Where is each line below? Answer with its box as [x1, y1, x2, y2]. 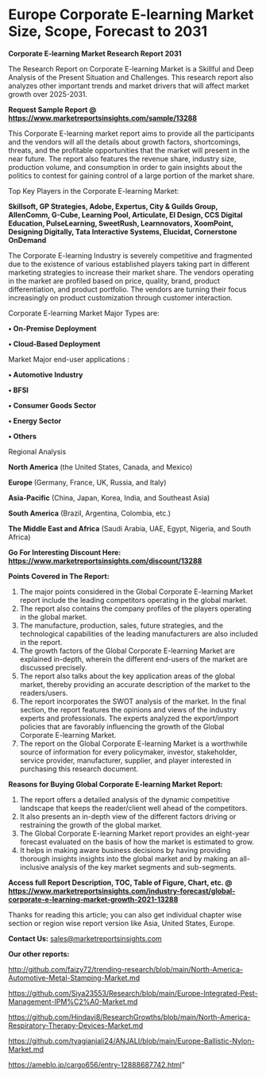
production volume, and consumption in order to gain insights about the [8, 162, 243, 172]
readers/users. [19, 688, 68, 697]
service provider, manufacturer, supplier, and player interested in [19, 755, 232, 765]
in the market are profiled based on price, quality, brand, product [8, 276, 221, 285]
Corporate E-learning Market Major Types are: [8, 308, 160, 318]
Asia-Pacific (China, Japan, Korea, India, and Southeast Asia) [8, 492, 210, 502]
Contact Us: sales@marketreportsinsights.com [8, 933, 163, 943]
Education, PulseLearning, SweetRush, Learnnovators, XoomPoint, [8, 218, 234, 228]
